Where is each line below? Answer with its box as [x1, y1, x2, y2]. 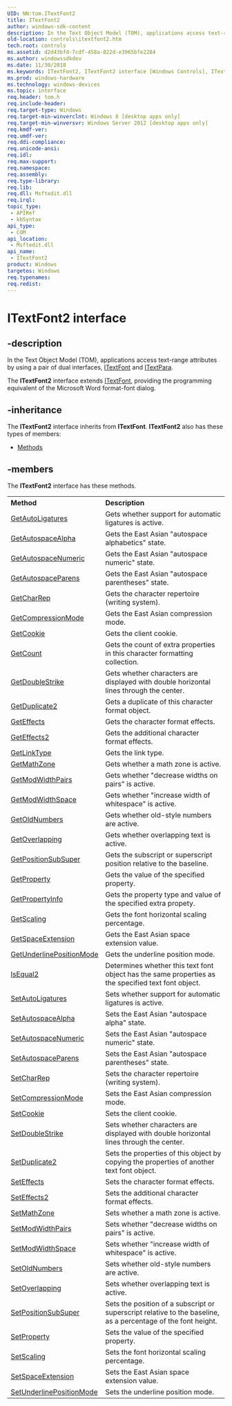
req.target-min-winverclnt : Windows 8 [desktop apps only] [7, 113, 181, 120]
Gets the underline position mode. [105, 949, 215, 959]
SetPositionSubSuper [10, 1308, 80, 1317]
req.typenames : [7, 274, 51, 281]
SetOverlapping [10, 1284, 61, 1293]
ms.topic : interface [7, 87, 67, 94]
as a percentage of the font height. [105, 1316, 217, 1326]
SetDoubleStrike [10, 1129, 64, 1138]
